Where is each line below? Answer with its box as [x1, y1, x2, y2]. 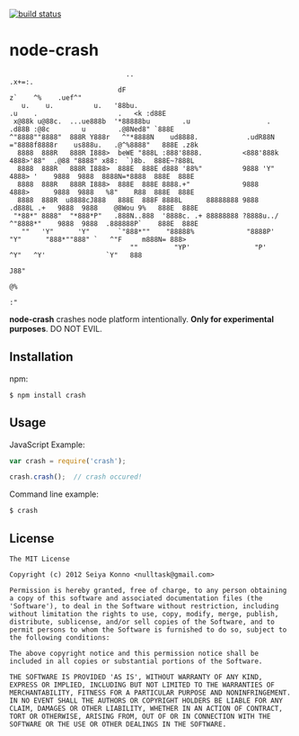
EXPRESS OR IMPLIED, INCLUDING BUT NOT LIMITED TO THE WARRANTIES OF [9, 680, 276, 690]
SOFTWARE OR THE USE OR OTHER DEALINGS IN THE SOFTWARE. [9, 720, 227, 729]
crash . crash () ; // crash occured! [9, 472, 143, 481]
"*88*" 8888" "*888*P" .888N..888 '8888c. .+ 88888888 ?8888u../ [13, 211, 279, 220]
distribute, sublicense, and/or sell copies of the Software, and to [9, 617, 276, 627]
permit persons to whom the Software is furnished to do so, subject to [9, 625, 287, 634]
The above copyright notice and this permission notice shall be [9, 649, 259, 659]
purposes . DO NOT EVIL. [9, 323, 103, 334]
